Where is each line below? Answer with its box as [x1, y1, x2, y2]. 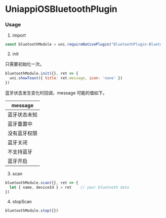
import [12, 32, 26, 38]
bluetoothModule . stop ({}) [5, 208, 58, 213]
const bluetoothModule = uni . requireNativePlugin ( [5, 42, 112, 47]
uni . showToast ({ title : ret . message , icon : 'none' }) [9, 76, 123, 81]
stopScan [12, 198, 32, 204]
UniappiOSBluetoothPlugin [5, 3, 118, 15]
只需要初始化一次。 [5, 61, 44, 67]
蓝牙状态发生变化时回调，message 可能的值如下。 [5, 90, 107, 96]
